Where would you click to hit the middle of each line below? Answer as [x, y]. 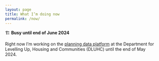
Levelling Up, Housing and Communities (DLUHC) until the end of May [75, 49]
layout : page [18, 10]
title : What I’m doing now [32, 14]
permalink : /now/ [23, 19]
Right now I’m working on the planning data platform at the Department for [79, 44]
